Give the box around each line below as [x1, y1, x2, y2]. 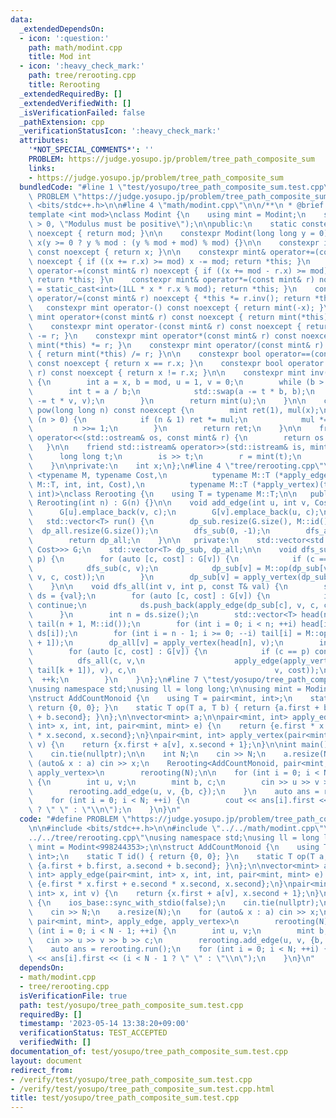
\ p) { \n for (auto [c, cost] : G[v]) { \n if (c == [28, 554, 329, 564]
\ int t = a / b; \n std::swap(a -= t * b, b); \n [28, 386, 315, 396]
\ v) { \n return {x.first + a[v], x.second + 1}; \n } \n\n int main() [28, 740, 329, 750]
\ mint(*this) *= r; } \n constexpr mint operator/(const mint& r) [28, 340, 325, 350]
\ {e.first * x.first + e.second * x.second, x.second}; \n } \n [28, 879, 293, 890]
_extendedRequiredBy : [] [19, 89, 123, 99]
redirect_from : [10, 1065, 74, 1075]
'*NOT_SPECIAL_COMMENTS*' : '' [28, 145, 155, 155]
